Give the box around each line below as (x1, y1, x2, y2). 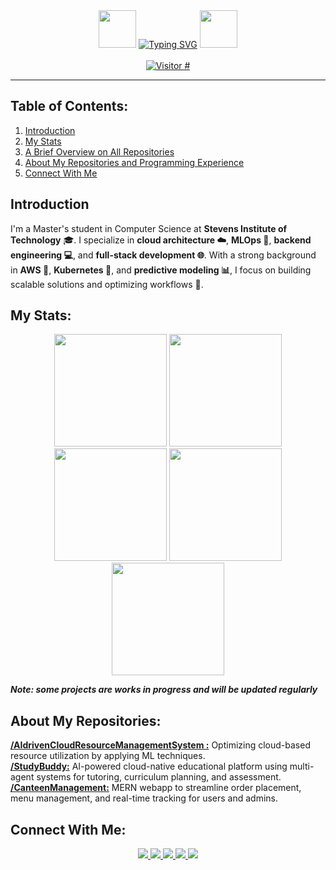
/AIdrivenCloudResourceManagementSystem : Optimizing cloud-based (10, 739, 311, 751)
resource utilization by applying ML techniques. (10, 750, 206, 762)
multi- (289, 760, 315, 773)
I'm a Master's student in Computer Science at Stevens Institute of (10, 222, 288, 234)
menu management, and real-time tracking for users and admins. (10, 792, 278, 804)
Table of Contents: (10, 98, 129, 115)
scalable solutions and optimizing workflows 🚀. (10, 278, 204, 290)
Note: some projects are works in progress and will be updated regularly (10, 684, 318, 696)
